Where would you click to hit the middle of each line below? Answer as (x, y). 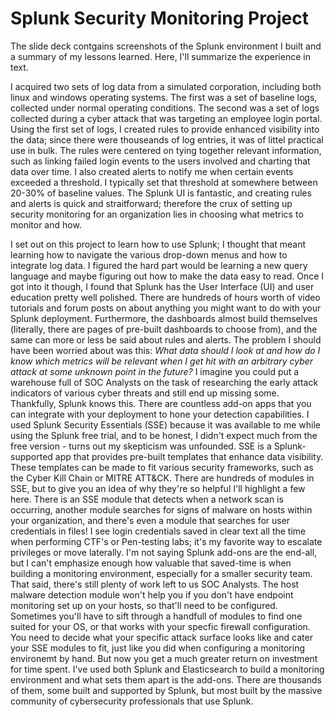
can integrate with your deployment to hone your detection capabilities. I (160, 414)
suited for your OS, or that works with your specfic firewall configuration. (160, 626)
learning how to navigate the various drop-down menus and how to (149, 254)
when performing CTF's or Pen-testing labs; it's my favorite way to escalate (166, 541)
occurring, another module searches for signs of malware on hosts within (161, 509)
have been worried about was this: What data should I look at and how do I (165, 350)
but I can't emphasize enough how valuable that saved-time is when (151, 563)
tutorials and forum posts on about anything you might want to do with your (166, 308)
